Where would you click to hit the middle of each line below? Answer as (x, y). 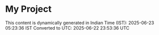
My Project (28, 9)
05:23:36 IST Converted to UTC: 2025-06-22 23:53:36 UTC (67, 28)
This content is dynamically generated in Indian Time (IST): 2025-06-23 (80, 23)
